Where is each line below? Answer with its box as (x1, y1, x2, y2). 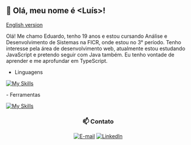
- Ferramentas (6, 91, 41, 98)
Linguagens (14, 68, 43, 76)
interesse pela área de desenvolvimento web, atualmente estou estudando (6, 45, 186, 52)
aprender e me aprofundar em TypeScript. (6, 57, 108, 64)
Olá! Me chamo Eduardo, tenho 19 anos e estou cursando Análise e (6, 33, 168, 40)
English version (6, 21, 43, 28)
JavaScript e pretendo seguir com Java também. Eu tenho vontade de (6, 51, 175, 58)
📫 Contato (82, 117, 114, 125)
